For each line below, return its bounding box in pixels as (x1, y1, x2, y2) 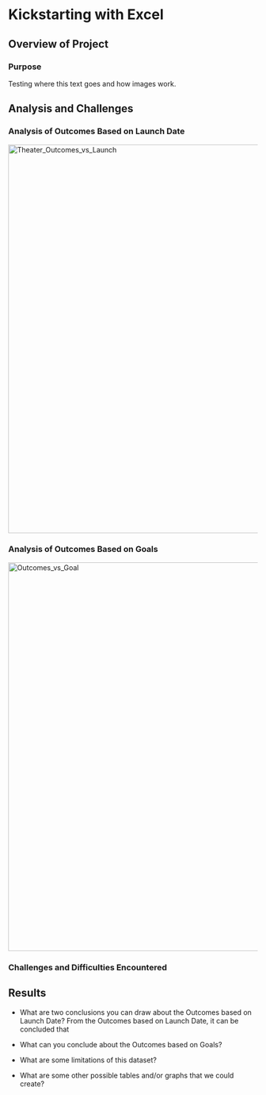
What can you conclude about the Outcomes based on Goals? (19, 1039, 222, 1049)
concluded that (19, 1024, 70, 1034)
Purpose (8, 61, 42, 72)
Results (8, 986, 47, 1000)
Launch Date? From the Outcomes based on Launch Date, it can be (19, 1016, 239, 1025)
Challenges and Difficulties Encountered (8, 962, 168, 973)
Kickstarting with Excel (8, 6, 164, 24)
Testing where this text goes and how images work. (8, 79, 177, 88)
